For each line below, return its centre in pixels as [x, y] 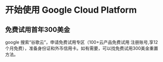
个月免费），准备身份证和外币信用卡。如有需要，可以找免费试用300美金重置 [82, 48]
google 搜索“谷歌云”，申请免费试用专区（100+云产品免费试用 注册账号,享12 [81, 42]
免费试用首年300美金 [38, 30]
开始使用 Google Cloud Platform [71, 10]
